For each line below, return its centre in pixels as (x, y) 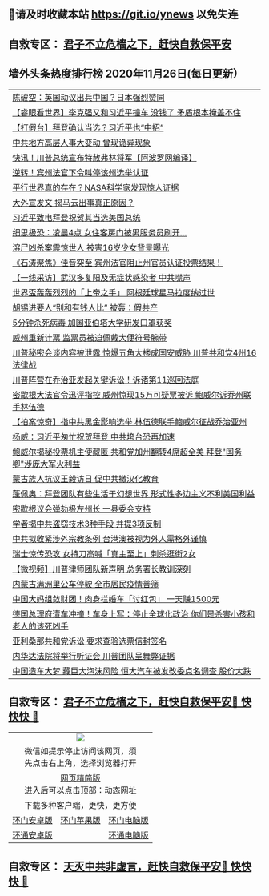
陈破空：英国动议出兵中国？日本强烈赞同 (89, 97)
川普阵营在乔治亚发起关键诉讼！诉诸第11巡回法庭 (106, 380)
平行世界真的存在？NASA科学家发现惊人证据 (96, 187)
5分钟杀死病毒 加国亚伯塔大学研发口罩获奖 (92, 323)
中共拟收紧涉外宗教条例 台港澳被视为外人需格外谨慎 (110, 539)
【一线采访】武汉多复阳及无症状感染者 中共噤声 (102, 277)
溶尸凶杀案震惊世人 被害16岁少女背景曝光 (91, 247)
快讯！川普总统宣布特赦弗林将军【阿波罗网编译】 (105, 157)
